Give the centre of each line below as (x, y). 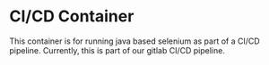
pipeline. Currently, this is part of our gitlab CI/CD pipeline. (117, 50)
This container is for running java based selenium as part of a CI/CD (134, 41)
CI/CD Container (72, 16)
